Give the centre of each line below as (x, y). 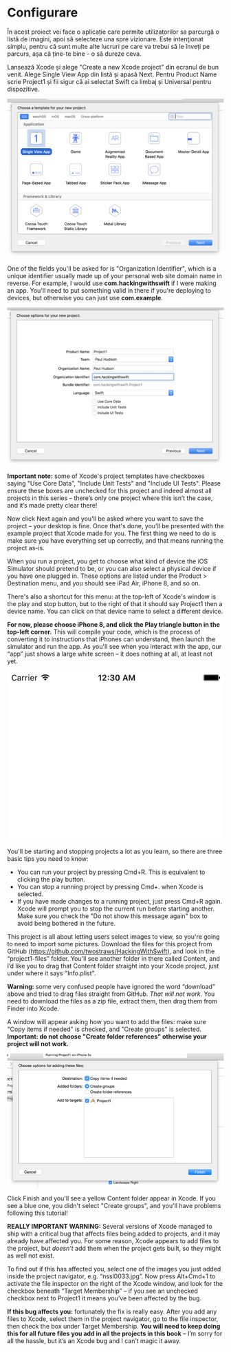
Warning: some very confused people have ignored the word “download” (111, 986)
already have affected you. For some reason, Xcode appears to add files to (113, 1241)
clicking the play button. (51, 879)
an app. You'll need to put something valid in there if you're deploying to (109, 290)
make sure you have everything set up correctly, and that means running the (115, 540)
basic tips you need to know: (48, 858)
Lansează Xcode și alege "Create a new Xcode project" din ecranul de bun (113, 67)
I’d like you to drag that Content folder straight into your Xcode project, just (113, 966)
